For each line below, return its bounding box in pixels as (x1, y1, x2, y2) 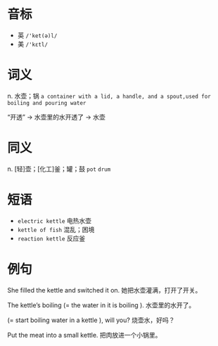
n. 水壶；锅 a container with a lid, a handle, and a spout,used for (7, 91, 211, 100)
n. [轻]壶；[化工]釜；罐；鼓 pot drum (7, 165, 111, 173)
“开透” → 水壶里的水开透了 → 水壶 (7, 113, 105, 121)
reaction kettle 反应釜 (17, 233, 86, 243)
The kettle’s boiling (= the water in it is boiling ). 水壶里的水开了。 (7, 300, 195, 309)
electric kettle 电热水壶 (17, 216, 92, 225)
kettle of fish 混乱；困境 (17, 225, 95, 233)
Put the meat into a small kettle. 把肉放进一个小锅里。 (7, 331, 162, 339)
